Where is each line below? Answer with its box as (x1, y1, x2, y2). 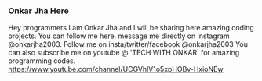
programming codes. (8, 56, 76, 65)
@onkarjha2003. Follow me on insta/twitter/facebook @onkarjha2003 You (8, 40, 249, 49)
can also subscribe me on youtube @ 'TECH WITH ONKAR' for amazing (8, 48, 240, 58)
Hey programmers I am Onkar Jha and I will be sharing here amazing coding (8, 23, 255, 33)
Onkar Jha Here (8, 5, 69, 16)
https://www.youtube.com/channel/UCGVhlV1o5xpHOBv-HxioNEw (8, 65, 224, 74)
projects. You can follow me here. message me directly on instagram (8, 31, 230, 40)
